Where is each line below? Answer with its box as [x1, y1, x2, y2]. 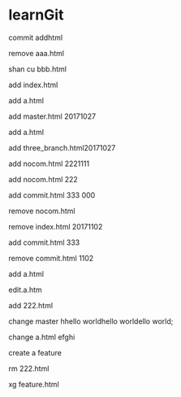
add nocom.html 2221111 [8, 159, 90, 168]
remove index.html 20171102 [8, 221, 103, 231]
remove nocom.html [8, 206, 75, 216]
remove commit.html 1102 [8, 253, 94, 263]
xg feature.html [8, 379, 59, 389]
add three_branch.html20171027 [8, 142, 116, 152]
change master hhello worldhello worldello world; [8, 316, 174, 326]
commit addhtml [8, 33, 63, 42]
